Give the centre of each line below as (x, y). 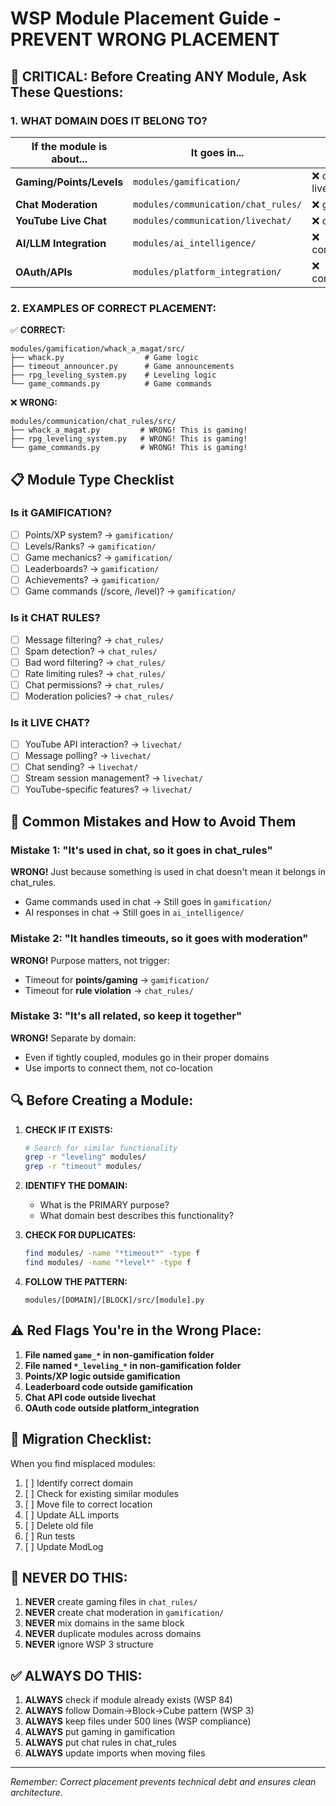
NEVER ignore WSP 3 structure (89, 1644)
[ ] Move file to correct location (88, 1504)
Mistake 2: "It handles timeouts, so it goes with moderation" (159, 939)
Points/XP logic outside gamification (102, 1376)
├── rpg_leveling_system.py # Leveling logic (113, 375)
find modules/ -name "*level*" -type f (108, 1263)
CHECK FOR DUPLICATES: (80, 1235)
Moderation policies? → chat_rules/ (99, 696)
